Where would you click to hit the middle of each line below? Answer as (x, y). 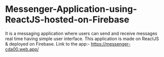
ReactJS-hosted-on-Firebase (67, 20)
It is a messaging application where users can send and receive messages (81, 33)
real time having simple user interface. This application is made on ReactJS (82, 39)
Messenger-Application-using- (71, 9)
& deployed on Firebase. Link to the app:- (48, 44)
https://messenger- (111, 44)
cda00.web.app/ (22, 49)
